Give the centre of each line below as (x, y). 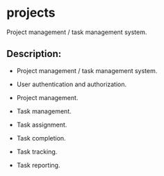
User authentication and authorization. (72, 84)
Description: (34, 54)
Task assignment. (42, 125)
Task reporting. (38, 165)
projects (31, 13)
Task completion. (41, 138)
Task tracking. (37, 152)
